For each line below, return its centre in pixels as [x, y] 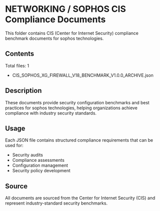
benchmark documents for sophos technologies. [54, 38]
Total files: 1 [17, 65]
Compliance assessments [38, 160]
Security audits [28, 155]
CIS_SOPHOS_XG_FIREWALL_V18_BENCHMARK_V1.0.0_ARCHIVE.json [83, 75]
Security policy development [41, 171]
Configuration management [40, 165]
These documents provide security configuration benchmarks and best [77, 102]
